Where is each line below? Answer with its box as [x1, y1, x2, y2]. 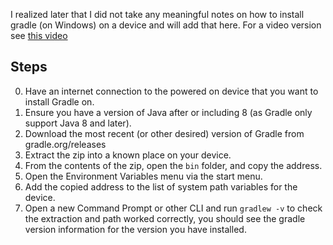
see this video [10, 30, 68, 41]
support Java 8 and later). [24, 117, 132, 129]
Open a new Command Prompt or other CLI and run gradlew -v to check [24, 202, 323, 214]
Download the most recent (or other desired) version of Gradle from [24, 127, 305, 139]
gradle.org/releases [24, 138, 107, 150]
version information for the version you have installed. [24, 223, 247, 235]
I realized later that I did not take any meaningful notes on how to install [10, 9, 305, 20]
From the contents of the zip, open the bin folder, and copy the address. [24, 159, 323, 171]
